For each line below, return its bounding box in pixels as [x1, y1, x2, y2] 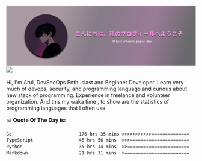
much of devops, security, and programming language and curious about [6, 85, 188, 92]
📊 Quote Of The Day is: [6, 116, 66, 124]
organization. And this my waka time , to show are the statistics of [6, 98, 170, 105]
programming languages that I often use [6, 104, 106, 112]
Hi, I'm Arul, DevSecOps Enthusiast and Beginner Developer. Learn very [6, 78, 184, 86]
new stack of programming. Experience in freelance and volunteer [6, 91, 170, 99]
